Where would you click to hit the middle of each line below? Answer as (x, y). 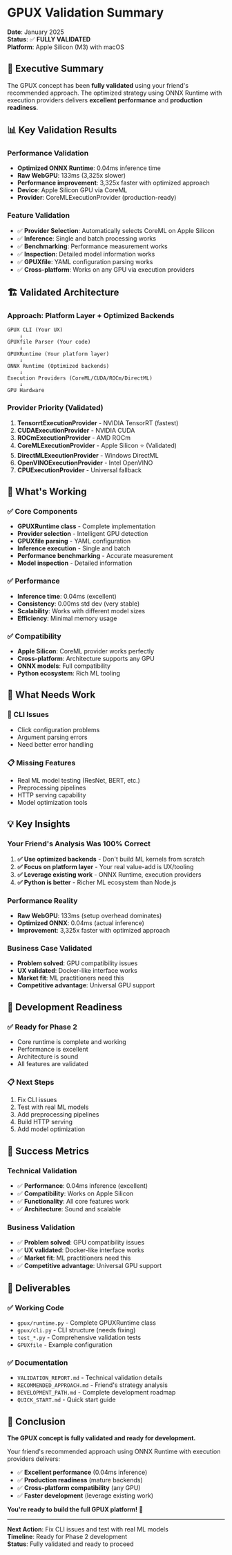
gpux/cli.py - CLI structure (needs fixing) (76, 1330)
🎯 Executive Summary (56, 69)
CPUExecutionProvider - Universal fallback (79, 470)
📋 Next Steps (31, 1082)
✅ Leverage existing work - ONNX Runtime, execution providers (109, 874)
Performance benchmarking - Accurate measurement (95, 556)
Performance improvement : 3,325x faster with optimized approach (113, 183)
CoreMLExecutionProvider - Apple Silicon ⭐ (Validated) (97, 445)
